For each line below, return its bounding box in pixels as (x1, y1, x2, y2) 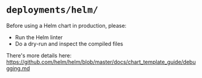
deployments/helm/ (6, 4, 98, 16)
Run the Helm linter (14, 33, 63, 41)
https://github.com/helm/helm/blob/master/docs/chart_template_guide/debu (6, 58, 196, 65)
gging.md (6, 65, 30, 72)
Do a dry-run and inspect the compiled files (14, 40, 124, 47)
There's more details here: (6, 51, 72, 59)
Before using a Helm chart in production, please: (6, 22, 127, 29)
